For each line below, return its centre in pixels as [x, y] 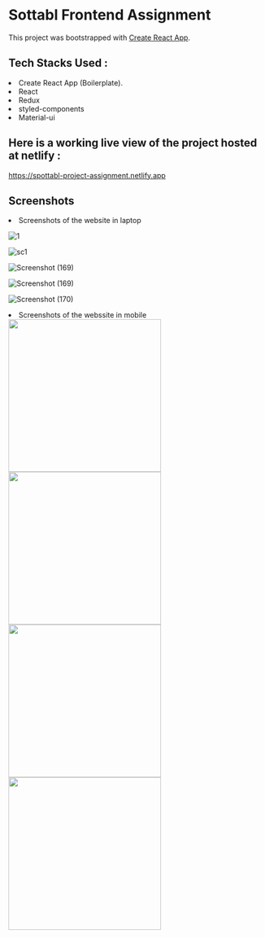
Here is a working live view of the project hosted [133, 143]
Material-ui [37, 117]
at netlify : [35, 156]
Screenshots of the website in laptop [80, 221]
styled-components [52, 108]
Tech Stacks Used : [58, 63]
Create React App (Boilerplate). [71, 82]
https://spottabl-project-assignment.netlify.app [87, 175]
